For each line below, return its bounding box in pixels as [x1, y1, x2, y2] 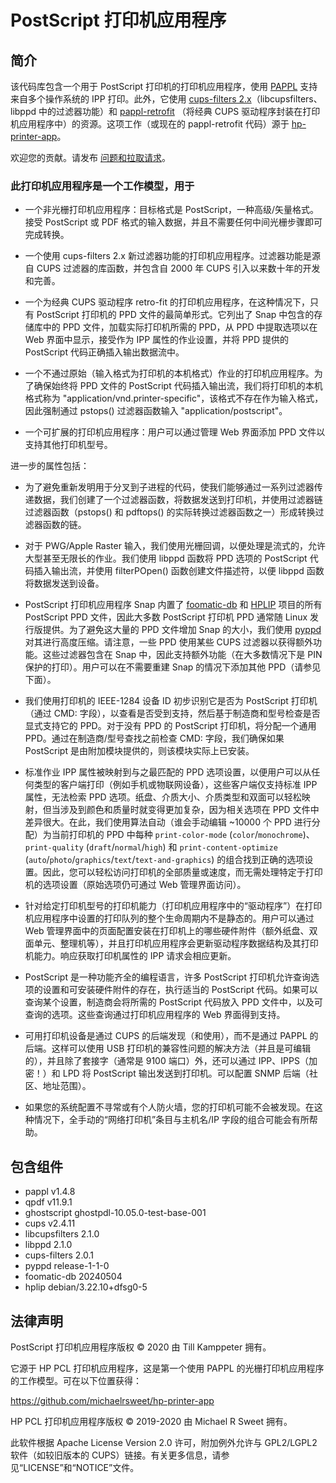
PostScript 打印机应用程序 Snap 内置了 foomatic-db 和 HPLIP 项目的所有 [24, 599, 323, 611]
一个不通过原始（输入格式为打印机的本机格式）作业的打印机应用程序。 [24, 367, 315, 380]
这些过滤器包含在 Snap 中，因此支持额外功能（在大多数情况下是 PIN [42, 649, 323, 661]
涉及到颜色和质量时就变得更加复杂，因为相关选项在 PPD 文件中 [59, 804, 320, 816]
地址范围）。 [42, 1080, 92, 1092]
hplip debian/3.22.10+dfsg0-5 [24, 1281, 148, 1293]
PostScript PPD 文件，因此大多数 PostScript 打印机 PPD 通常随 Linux [24, 611, 308, 623]
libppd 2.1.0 [24, 1239, 73, 1251]
